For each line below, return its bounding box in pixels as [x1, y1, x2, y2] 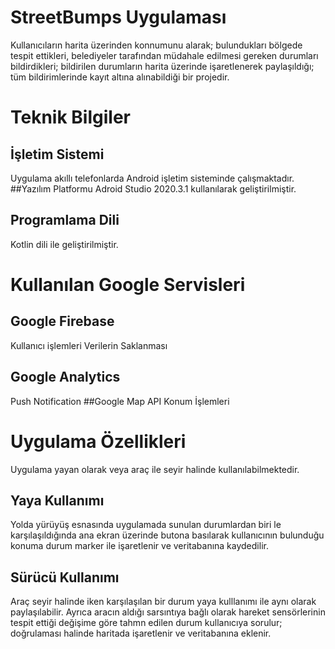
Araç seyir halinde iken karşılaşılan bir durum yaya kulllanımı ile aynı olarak [10, 596, 317, 608]
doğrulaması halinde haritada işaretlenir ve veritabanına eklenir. [10, 627, 272, 640]
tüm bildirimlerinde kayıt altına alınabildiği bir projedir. [10, 71, 230, 83]
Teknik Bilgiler [10, 106, 131, 129]
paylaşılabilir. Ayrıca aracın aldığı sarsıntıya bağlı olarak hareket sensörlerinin [10, 606, 326, 618]
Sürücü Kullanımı [10, 569, 120, 586]
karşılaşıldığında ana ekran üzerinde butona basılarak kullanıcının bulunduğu [10, 529, 325, 541]
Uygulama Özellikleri [10, 430, 187, 453]
